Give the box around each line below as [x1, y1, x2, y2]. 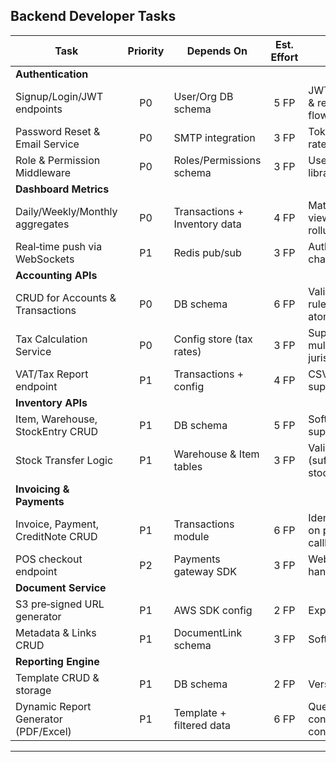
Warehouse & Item [173, 447, 260, 461]
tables [173, 459, 203, 473]
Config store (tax [173, 332, 253, 346]
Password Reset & [15, 124, 101, 138]
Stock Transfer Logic [15, 453, 114, 467]
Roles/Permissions [173, 153, 262, 167]
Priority [127, 44, 165, 58]
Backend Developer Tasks [10, 8, 177, 25]
